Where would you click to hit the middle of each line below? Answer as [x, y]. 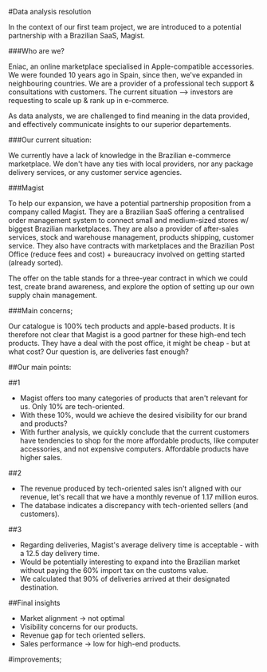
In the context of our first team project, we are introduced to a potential [125, 27]
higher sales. [41, 457]
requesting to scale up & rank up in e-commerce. [89, 100]
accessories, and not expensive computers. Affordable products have [134, 449]
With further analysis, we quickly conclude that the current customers [134, 432]
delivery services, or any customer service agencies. [95, 172]
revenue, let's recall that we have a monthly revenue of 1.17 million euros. [139, 497]
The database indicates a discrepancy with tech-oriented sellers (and [134, 505]
